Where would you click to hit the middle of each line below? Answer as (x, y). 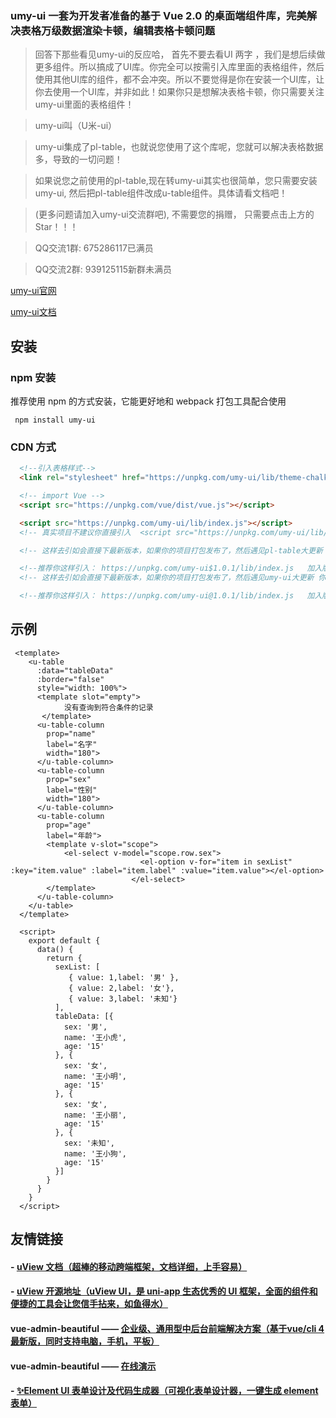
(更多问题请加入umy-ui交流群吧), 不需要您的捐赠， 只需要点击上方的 (174, 214)
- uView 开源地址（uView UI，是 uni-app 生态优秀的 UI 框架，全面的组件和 (164, 1291)
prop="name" (71, 733)
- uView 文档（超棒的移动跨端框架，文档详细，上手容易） (129, 1266)
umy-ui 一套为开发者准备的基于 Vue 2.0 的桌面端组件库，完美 (158, 15)
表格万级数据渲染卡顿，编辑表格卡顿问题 (118, 30)
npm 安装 (33, 377)
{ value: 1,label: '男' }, (124, 977)
